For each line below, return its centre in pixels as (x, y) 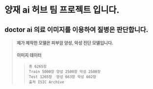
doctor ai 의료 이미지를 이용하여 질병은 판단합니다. (76, 30)
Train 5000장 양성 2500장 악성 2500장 (65, 72)
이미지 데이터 (29, 55)
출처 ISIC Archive (46, 82)
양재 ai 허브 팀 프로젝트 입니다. (62, 10)
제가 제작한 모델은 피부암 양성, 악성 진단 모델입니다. (65, 43)
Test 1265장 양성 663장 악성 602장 (62, 77)
